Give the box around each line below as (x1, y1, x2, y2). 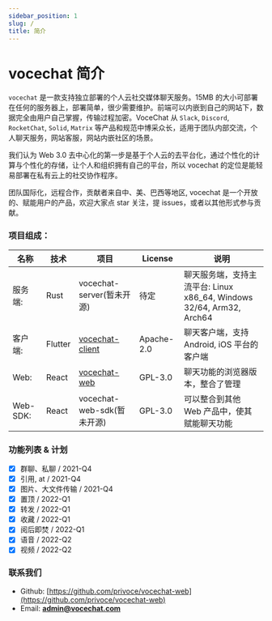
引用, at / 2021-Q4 (19, 474, 81, 483)
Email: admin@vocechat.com (19, 603, 121, 613)
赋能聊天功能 (183, 418, 233, 429)
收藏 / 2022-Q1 (19, 515, 70, 525)
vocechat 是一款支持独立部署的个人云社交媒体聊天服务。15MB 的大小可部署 (8, 92, 258, 102)
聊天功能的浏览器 (183, 366, 249, 377)
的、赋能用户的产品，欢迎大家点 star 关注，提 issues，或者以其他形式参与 (8, 198, 254, 207)
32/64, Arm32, (183, 301, 241, 313)
